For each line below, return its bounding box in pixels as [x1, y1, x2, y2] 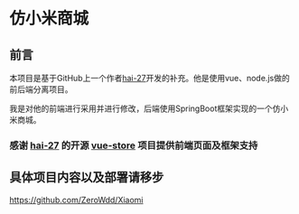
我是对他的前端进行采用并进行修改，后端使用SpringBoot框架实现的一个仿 [9, 103, 281, 114]
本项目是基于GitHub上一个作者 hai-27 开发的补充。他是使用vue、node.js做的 [9, 73, 291, 83]
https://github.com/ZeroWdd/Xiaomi [9, 194, 144, 205]
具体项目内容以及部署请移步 [9, 170, 164, 185]
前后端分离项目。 [9, 84, 73, 95]
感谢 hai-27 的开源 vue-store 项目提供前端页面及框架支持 [9, 139, 258, 152]
